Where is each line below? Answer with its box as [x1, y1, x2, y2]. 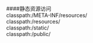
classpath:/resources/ [6, 18, 61, 25]
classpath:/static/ [6, 24, 49, 31]
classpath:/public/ [6, 31, 51, 37]
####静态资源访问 [6, 5, 52, 12]
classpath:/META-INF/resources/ [6, 12, 88, 19]
